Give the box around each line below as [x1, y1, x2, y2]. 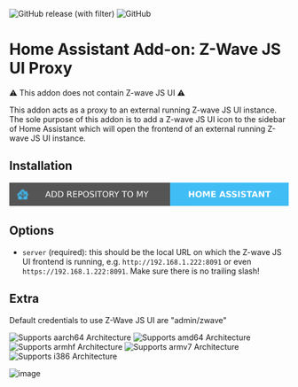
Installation [9, 159, 73, 174]
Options [9, 223, 55, 238]
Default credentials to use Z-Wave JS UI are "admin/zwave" [9, 314, 228, 325]
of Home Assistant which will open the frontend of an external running [9, 123, 266, 134]
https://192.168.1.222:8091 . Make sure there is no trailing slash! [21, 266, 260, 276]
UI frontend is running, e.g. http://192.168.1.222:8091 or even [21, 256, 252, 267]
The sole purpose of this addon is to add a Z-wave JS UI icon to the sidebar [9, 113, 286, 124]
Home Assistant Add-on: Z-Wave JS [9, 40, 281, 59]
